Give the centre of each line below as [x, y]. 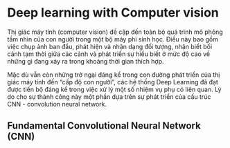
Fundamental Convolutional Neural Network [104, 126]
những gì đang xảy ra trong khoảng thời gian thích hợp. [86, 61]
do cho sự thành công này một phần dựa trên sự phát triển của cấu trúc [109, 96]
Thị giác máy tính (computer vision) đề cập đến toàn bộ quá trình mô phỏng [115, 32]
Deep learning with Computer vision [113, 13]
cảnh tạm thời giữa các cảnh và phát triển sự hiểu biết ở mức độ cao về [109, 54]
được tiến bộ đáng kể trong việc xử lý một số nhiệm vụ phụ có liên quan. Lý [114, 89]
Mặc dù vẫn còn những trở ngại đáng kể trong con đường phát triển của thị [114, 75]
